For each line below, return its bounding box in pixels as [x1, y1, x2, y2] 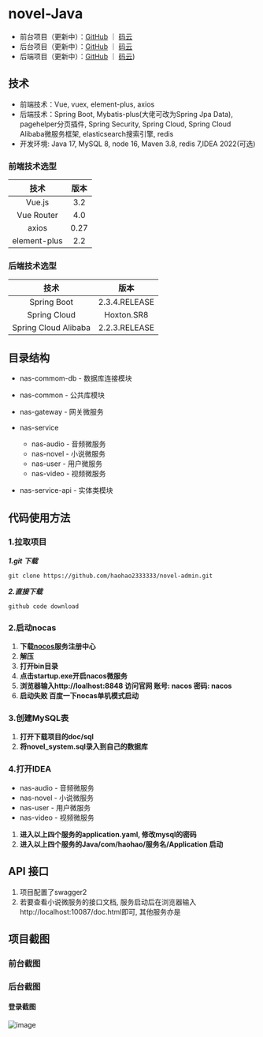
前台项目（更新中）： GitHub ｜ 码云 [19, 32, 133, 41]
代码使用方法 [8, 511, 71, 524]
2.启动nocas [8, 622, 57, 633]
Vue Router [17, 210, 59, 221]
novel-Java [8, 5, 83, 23]
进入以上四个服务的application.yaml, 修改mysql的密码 [19, 829, 197, 839]
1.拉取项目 [8, 536, 47, 547]
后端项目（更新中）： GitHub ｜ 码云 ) [19, 51, 135, 61]
